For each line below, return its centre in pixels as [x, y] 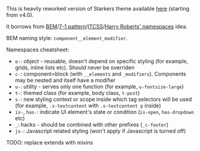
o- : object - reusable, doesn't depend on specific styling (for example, [101, 61]
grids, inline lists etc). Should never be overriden [75, 67]
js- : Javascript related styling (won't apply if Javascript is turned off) [100, 131]
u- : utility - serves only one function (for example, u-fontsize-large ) [99, 87]
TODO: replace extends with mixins [50, 142]
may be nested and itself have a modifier [65, 80]
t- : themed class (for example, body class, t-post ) [77, 93]
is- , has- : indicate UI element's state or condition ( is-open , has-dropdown [104, 112]
